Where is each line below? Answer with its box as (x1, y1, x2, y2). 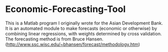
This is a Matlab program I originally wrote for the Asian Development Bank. (5, 20, 163, 26)
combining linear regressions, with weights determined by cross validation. (5, 30, 162, 36)
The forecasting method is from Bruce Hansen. (5, 36, 104, 42)
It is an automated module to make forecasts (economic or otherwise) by (5, 25, 157, 31)
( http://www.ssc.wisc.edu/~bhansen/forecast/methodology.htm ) (5, 41, 141, 47)
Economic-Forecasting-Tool (5, 3, 126, 15)
